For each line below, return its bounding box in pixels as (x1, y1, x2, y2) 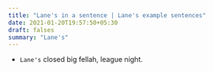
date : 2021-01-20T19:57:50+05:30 (8, 19, 118, 27)
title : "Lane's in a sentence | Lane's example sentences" (8, 11, 207, 20)
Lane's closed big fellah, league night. (19, 55, 144, 64)
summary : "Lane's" (8, 33, 69, 41)
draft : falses (8, 26, 55, 34)
